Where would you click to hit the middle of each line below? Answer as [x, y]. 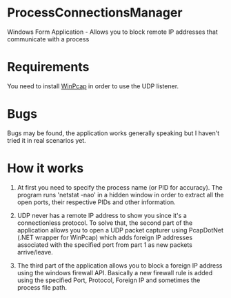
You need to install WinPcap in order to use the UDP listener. [93, 86]
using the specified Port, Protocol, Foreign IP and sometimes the [109, 280]
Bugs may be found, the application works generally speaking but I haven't [113, 133]
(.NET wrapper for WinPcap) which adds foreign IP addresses [105, 237]
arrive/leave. [35, 252]
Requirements [48, 67]
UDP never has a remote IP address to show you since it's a [102, 215]
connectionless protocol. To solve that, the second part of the [105, 223]
